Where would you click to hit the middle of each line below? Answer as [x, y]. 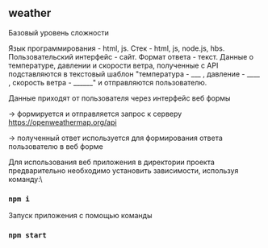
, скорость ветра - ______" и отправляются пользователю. [108, 82]
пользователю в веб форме [56, 146]
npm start [27, 236]
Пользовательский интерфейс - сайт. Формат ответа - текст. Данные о [131, 56]
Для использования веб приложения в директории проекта [112, 162]
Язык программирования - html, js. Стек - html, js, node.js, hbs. [117, 48]
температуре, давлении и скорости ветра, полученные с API [113, 65]
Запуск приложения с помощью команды [80, 216]
